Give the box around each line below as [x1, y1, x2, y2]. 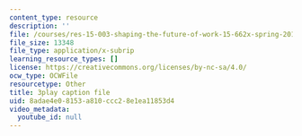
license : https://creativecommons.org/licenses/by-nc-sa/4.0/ [9, 64, 247, 72]
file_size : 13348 [9, 38, 75, 47]
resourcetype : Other [9, 80, 87, 89]
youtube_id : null [17, 113, 83, 122]
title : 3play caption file [9, 88, 111, 97]
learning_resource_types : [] [9, 55, 119, 64]
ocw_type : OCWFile [9, 72, 78, 81]
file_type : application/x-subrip [9, 47, 135, 55]
